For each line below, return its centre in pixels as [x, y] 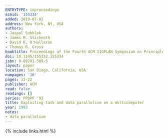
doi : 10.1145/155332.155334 [34, 56]
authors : [14, 28]
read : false [17, 89]
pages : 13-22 [19, 79]
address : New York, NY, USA [34, 24]
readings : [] [19, 93]
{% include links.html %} [30, 131]
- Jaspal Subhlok [23, 33]
